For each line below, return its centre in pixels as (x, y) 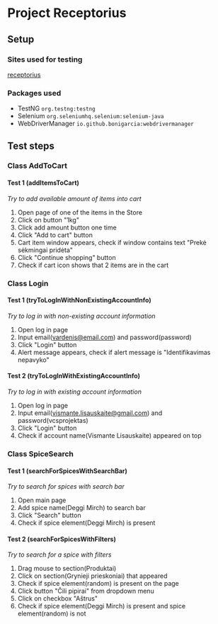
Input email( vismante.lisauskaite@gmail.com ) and (90, 413)
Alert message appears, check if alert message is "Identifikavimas (114, 352)
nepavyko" (33, 360)
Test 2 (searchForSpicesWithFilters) (62, 539)
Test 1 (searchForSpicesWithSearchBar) (67, 471)
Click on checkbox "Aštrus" (57, 599)
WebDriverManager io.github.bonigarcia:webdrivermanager (106, 124)
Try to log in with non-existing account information (81, 316)
